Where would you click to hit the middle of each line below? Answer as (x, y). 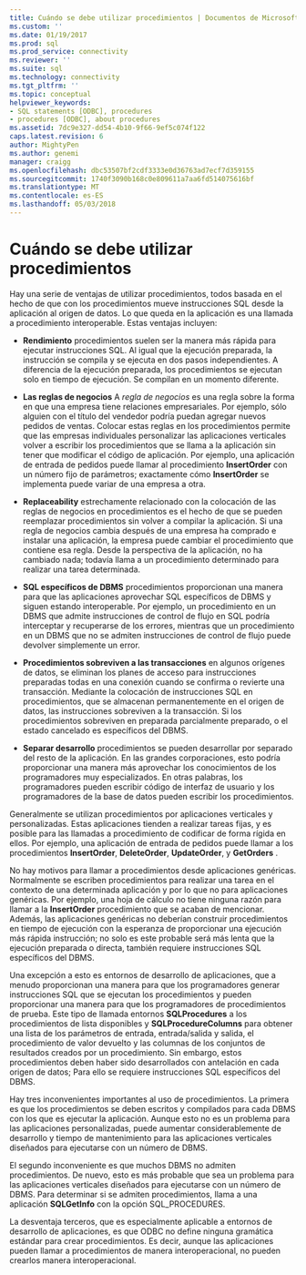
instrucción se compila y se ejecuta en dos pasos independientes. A (150, 360)
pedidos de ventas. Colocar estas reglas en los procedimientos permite (157, 425)
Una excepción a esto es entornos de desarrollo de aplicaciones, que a (143, 974)
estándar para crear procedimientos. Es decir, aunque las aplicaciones (142, 1240)
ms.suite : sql (36, 69)
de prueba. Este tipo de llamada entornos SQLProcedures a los (128, 1014)
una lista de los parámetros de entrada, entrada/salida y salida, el (132, 1033)
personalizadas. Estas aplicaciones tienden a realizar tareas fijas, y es (140, 823)
